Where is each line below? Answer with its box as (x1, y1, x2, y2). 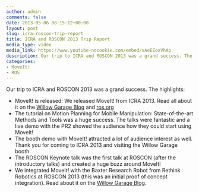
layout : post (6, 25, 39, 32)
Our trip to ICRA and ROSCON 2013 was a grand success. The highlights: (6, 86, 185, 93)
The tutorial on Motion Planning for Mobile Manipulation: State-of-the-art (14, 110, 194, 117)
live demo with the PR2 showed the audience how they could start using (14, 122, 192, 130)
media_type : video (6, 42, 52, 48)
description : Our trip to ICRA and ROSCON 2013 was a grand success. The (6, 53, 193, 59)
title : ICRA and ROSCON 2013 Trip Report (6, 36, 110, 42)
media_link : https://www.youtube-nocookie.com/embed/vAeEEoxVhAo (6, 48, 171, 53)
